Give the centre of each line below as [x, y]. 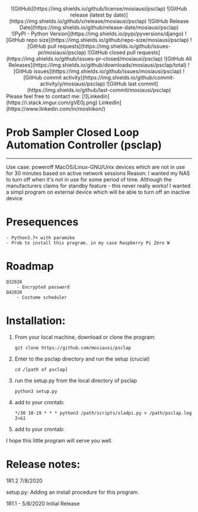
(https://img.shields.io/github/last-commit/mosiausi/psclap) [99, 90]
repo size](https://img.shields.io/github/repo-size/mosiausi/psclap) [108, 40]
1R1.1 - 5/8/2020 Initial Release [43, 503]
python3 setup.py [36, 391]
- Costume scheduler [42, 297]
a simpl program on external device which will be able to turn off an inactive [98, 192]
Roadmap [30, 266]
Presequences [42, 222]
